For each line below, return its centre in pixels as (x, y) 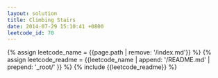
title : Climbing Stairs (42, 20)
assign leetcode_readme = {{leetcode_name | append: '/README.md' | (109, 60)
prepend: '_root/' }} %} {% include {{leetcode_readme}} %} (92, 67)
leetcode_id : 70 (31, 33)
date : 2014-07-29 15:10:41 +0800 (56, 26)
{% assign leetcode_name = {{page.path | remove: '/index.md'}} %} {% (109, 52)
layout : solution (32, 13)
